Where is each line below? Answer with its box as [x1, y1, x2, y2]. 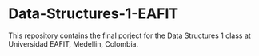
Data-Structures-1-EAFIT [8, 5, 179, 23]
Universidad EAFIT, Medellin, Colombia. [8, 39, 138, 48]
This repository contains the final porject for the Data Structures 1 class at [8, 31, 252, 40]
